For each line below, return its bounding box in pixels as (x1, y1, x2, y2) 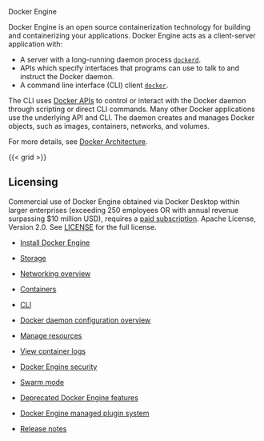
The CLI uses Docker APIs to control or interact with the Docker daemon (8, 96, 246, 105)
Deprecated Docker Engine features (19, 392, 138, 403)
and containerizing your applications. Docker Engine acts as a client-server (8, 31, 256, 40)
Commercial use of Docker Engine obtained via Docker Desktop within (8, 196, 240, 206)
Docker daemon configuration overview (19, 315, 151, 325)
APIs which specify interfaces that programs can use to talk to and (19, 63, 240, 73)
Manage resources (19, 331, 82, 340)
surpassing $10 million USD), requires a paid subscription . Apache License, (8, 214, 256, 223)
